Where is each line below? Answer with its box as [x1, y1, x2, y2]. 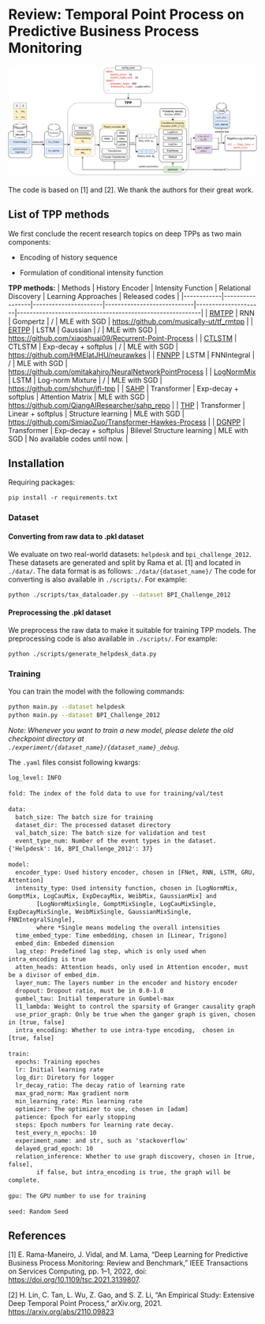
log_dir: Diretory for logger [15, 1073, 114, 1082]
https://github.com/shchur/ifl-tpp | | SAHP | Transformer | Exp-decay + [8, 383, 239, 393]
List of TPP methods [8, 208, 110, 222]
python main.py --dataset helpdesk [8, 702, 125, 711]
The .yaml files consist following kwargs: [8, 757, 140, 767]
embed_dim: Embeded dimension [15, 939, 114, 948]
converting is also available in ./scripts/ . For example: [8, 574, 188, 584]
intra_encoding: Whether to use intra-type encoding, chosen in [15, 1026, 235, 1034]
